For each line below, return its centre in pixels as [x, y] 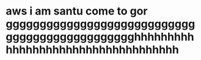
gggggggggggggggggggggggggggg [100, 24]
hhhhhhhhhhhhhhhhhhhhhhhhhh [93, 50]
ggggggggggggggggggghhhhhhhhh [100, 37]
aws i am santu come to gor [77, 11]
